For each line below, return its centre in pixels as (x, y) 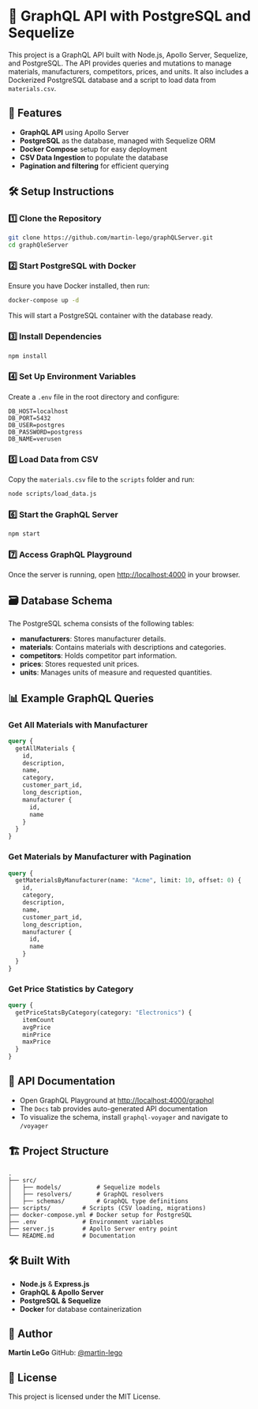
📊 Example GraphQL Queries (81, 698)
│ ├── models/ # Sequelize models (84, 1187)
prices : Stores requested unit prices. (79, 664)
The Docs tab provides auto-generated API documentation (114, 1108)
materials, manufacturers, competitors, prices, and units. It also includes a (129, 71)
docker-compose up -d (44, 301)
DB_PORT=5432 (30, 418)
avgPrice (37, 1027)
